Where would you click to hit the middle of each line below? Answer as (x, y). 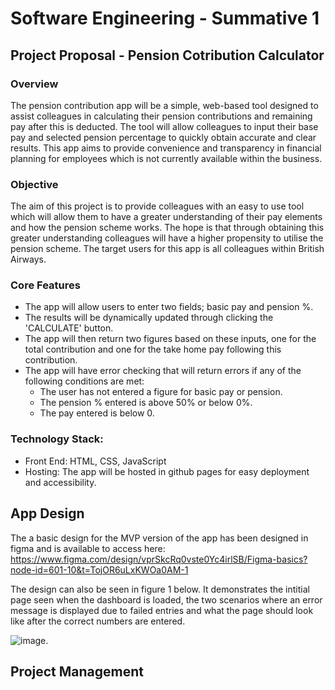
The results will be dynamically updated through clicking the (149, 318)
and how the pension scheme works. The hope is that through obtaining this (167, 228)
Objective (34, 184)
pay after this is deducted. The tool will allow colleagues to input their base (164, 126)
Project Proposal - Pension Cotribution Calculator (167, 55)
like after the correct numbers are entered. (98, 621)
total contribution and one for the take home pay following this (153, 349)
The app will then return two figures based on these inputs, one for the (170, 339)
